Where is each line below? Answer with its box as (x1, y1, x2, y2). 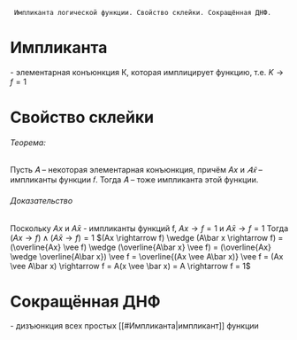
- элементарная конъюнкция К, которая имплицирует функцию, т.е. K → (10, 66, 284, 77)
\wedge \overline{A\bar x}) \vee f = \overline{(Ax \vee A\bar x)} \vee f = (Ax (10, 251, 284, 261)
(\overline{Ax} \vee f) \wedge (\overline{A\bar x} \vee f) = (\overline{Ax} (10, 242, 272, 252)
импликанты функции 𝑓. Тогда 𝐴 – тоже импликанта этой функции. (10, 174, 259, 185)
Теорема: (10, 137, 47, 148)
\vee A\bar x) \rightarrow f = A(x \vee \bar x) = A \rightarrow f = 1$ (10, 260, 251, 271)
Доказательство (10, 195, 73, 205)
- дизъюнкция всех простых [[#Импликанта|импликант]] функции (10, 321, 259, 331)
